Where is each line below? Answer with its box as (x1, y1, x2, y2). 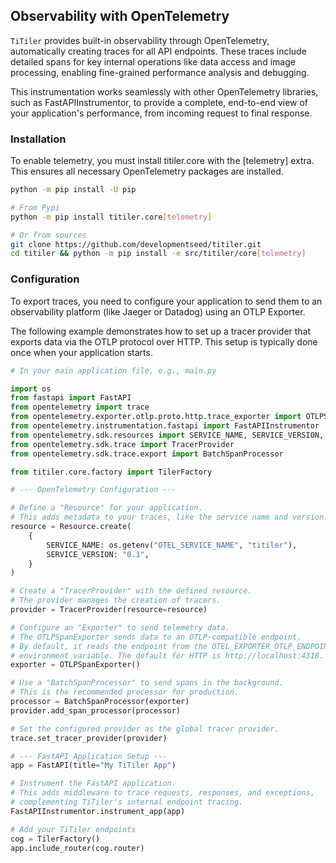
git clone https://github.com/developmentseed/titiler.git (10, 239, 262, 249)
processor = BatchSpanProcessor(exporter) (10, 697, 190, 707)
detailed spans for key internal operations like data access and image (10, 55, 296, 68)
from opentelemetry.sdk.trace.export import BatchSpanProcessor (10, 449, 284, 459)
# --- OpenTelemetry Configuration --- (10, 485, 177, 495)
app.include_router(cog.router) (10, 843, 145, 853)
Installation (10, 132, 67, 146)
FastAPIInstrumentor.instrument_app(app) (10, 806, 186, 816)
